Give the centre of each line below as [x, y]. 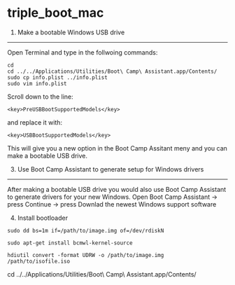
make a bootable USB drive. [47, 155]
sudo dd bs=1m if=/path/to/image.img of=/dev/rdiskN [86, 230]
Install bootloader [43, 218]
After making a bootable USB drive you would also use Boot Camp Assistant [117, 189]
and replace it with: [35, 122]
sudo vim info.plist [37, 83]
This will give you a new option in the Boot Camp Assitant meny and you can [117, 148]
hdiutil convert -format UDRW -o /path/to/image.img [86, 255]
